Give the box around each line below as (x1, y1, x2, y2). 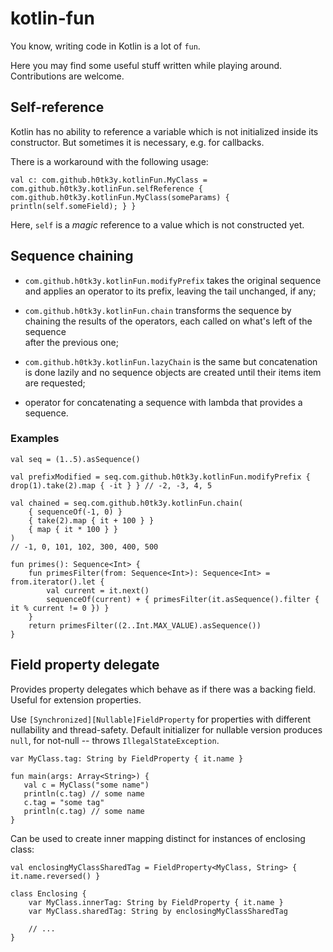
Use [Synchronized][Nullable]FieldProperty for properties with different (10, 713, 312, 725)
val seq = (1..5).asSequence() (10, 454, 141, 464)
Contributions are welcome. (10, 70, 125, 82)
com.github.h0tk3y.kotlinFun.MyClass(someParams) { (10, 192, 230, 202)
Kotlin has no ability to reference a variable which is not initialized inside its (10, 125, 319, 137)
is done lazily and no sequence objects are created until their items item (24, 366, 322, 378)
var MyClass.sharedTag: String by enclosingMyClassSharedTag (28, 906, 288, 916)
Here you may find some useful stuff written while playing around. (10, 59, 283, 71)
